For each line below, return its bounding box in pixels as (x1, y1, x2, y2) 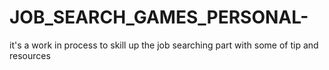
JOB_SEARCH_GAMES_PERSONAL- (9, 6, 309, 29)
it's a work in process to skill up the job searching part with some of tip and (9, 39, 319, 51)
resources (9, 49, 51, 61)
